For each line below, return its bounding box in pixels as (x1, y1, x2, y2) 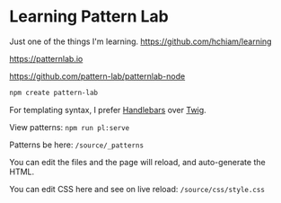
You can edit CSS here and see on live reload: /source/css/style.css (9, 183, 265, 194)
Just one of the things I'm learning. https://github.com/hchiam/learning (9, 36, 272, 47)
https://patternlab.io (9, 53, 83, 64)
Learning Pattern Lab (9, 6, 169, 27)
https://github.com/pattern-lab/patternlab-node (9, 70, 186, 82)
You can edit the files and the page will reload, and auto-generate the (9, 156, 267, 167)
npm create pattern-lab (9, 88, 99, 97)
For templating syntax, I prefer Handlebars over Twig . (9, 104, 206, 115)
